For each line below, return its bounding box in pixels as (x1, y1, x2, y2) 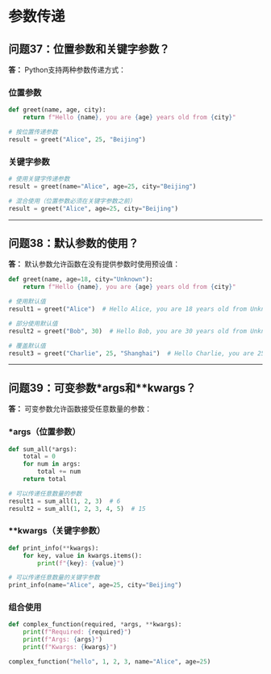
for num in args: (23, 460, 81, 468)
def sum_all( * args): (8, 445, 78, 453)
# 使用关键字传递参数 (8, 175, 70, 183)
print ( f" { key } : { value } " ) (37, 559, 125, 567)
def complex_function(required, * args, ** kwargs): (8, 621, 182, 629)
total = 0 (23, 453, 56, 461)
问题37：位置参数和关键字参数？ (8, 42, 170, 56)
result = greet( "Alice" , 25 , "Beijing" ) (8, 135, 147, 144)
